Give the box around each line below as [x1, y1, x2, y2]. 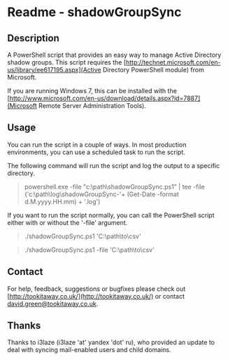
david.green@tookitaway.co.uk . [7, 299, 99, 308]
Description [7, 32, 59, 44]
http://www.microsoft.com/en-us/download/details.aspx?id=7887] [9, 94, 201, 102]
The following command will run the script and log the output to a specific [7, 161, 220, 170]
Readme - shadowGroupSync [7, 4, 182, 20]
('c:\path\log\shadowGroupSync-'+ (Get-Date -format [24, 190, 180, 198]
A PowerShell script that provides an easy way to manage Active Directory [7, 50, 222, 59]
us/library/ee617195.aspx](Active [7, 66, 101, 74]
